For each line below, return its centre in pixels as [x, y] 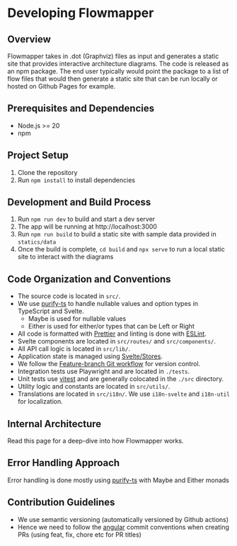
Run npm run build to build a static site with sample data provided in [117, 234]
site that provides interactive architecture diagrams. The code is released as [118, 64]
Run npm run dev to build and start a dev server [86, 219]
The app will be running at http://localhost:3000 [87, 227]
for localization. [40, 402]
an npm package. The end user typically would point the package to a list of [118, 71]
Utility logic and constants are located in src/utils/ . [94, 387]
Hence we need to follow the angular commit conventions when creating [123, 527]
